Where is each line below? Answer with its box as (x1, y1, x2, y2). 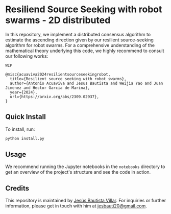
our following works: (5, 53, 48, 59)
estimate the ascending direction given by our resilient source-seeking (5, 37, 154, 43)
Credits (5, 184, 30, 193)
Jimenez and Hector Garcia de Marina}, (5, 85, 90, 90)
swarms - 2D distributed (5, 14, 111, 26)
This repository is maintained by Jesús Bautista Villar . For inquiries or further (5, 198, 166, 204)
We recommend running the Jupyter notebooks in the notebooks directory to (5, 163, 165, 170)
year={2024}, (10, 89, 38, 95)
